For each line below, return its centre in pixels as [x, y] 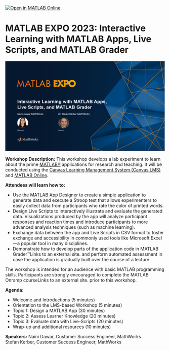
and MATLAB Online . [27, 176]
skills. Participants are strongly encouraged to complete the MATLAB [77, 275]
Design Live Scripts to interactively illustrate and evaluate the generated [88, 211]
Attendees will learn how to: [35, 185]
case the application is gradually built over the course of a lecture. [81, 260]
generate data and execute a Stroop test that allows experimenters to [85, 200]
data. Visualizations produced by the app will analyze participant [80, 217]
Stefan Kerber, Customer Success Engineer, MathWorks [63, 342]
